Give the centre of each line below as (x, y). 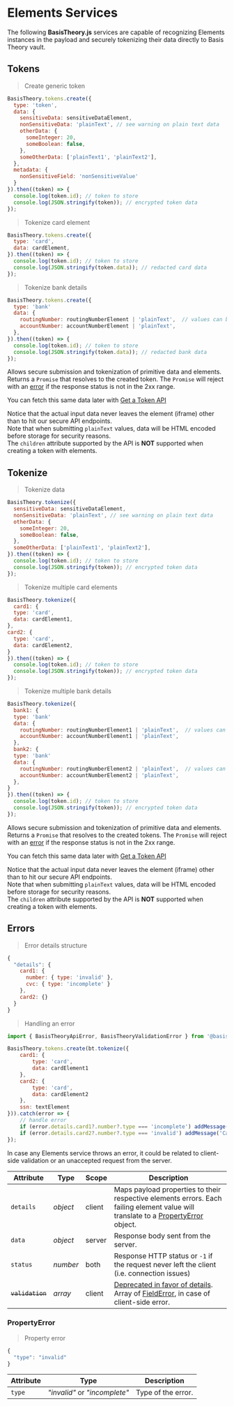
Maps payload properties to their (167, 1190)
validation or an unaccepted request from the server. (96, 1160)
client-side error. (142, 1302)
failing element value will (154, 1207)
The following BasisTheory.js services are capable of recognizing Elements (116, 32)
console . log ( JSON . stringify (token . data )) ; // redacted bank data (110, 352)
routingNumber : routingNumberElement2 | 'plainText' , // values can (123, 769)
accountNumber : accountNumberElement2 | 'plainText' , (99, 775)
